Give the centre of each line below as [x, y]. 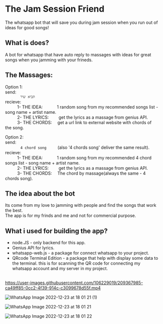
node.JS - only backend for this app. [49, 243]
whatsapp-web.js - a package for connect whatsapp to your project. [81, 253]
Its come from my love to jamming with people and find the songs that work [81, 205]
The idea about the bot [40, 193]
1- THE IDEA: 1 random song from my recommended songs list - [87, 107]
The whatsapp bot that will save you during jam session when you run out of [81, 22]
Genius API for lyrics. [33, 248]
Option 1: [14, 87]
